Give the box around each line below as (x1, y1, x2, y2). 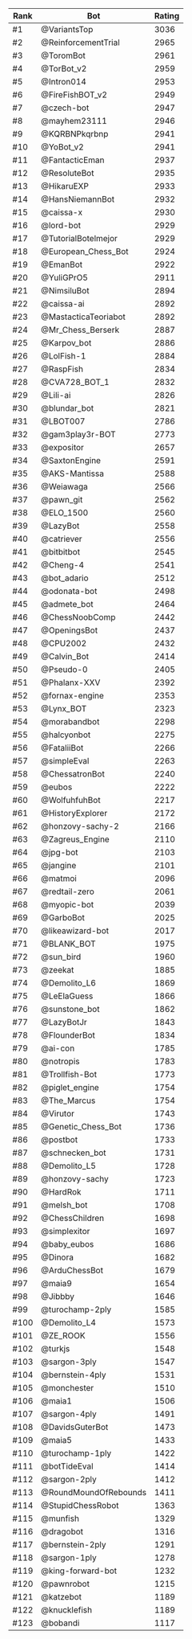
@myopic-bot (41, 899, 94, 910)
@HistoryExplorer (41, 808, 108, 818)
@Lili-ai (41, 390, 71, 400)
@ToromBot (41, 50, 86, 61)
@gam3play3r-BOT (41, 429, 116, 440)
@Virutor (41, 1108, 74, 1119)
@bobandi (41, 1617, 80, 1629)
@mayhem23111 (41, 116, 108, 126)
